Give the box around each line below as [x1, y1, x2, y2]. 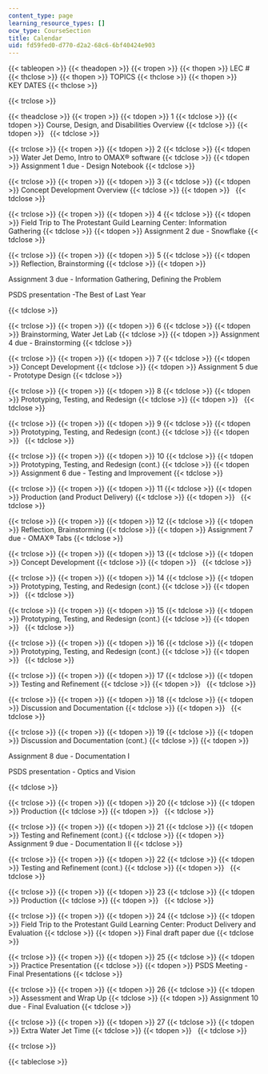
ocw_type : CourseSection [8, 26, 91, 34]
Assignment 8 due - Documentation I [8, 751, 130, 761]
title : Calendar [8, 34, 62, 42]
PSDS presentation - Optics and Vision [8, 767, 136, 777]
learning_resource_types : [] [8, 19, 106, 27]
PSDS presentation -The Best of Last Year [8, 290, 146, 300]
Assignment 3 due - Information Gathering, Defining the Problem [8, 274, 222, 285]
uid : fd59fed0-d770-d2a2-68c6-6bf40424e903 [8, 42, 156, 50]
